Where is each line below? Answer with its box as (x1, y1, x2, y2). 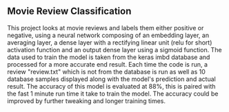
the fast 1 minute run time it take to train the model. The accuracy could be (7, 89, 219, 98)
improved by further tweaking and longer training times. (7, 96, 166, 105)
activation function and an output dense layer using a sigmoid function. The (7, 45, 222, 54)
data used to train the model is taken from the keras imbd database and (7, 53, 210, 61)
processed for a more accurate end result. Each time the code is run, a (7, 60, 208, 68)
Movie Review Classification (7, 5, 132, 17)
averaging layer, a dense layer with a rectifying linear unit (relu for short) (7, 38, 212, 47)
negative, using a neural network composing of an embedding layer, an (7, 31, 209, 39)
